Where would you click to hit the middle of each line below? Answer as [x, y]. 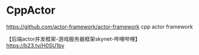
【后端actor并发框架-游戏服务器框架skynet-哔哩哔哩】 [73, 38]
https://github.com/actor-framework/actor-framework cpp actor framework [100, 27]
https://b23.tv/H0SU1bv [35, 46]
